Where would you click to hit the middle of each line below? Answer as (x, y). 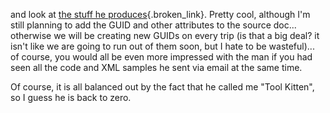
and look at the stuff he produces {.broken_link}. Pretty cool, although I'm (160, 14)
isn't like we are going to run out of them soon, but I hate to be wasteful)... (162, 46)
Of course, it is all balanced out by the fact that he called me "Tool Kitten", (162, 87)
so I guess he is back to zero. (71, 97)
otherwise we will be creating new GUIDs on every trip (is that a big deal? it (165, 35)
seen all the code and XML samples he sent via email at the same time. (156, 67)
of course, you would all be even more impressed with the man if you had (161, 57)
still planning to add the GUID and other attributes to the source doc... (153, 25)
